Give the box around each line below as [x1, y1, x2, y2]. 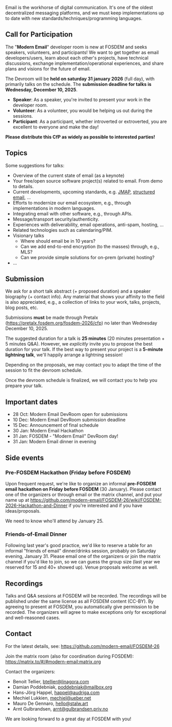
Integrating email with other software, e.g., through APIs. [12, 210, 132, 216]
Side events [5, 453, 44, 462]
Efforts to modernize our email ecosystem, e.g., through [12, 199, 131, 206]
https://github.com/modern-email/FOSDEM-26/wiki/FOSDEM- [30, 497, 162, 503]
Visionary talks [12, 232, 45, 239]
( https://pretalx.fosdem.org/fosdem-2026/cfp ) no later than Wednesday [5, 320, 158, 326]
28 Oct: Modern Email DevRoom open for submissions [12, 411, 128, 417]
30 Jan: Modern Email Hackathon [12, 428, 84, 434]
